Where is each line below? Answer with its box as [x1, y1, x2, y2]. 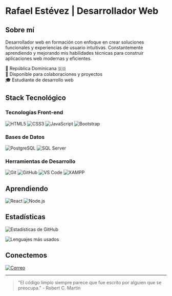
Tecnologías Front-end [5, 109, 63, 116]
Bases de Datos [5, 133, 45, 140]
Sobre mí [5, 26, 35, 34]
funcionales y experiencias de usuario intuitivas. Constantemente [5, 45, 143, 51]
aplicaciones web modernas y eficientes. [5, 55, 92, 61]
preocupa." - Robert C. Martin [17, 285, 81, 291]
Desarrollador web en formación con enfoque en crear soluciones [5, 39, 144, 45]
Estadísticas [5, 213, 46, 221]
